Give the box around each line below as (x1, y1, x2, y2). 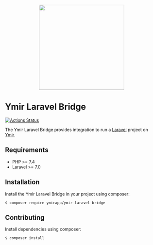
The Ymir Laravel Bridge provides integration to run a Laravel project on (5, 127, 148, 132)
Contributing (5, 213, 45, 222)
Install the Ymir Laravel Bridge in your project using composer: (5, 191, 130, 196)
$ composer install (5, 236, 45, 241)
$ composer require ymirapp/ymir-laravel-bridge (5, 200, 105, 205)
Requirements (5, 146, 49, 154)
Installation (5, 178, 40, 186)
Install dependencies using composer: (5, 226, 82, 232)
